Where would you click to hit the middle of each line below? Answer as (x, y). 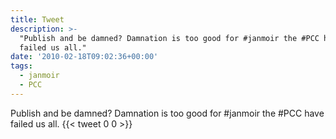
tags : (21, 66)
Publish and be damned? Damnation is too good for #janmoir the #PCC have (167, 113)
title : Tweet (37, 19)
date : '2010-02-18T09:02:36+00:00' (84, 57)
